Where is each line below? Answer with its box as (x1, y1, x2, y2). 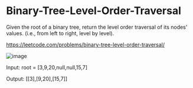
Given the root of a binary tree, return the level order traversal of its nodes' (6, 23, 188, 31)
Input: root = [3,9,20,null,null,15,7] (6, 63, 87, 71)
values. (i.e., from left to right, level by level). (6, 29, 115, 36)
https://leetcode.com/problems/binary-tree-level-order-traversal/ (6, 41, 165, 48)
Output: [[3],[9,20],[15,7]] (6, 75, 68, 82)
